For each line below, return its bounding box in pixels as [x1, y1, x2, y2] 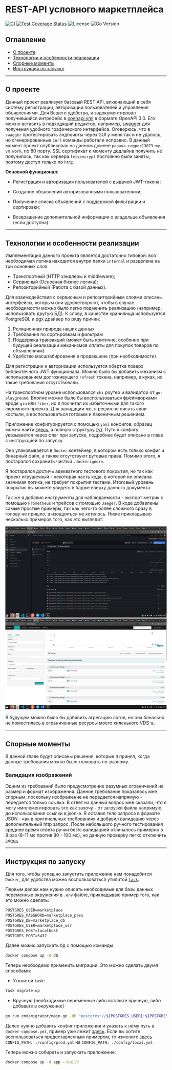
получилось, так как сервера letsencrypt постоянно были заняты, [5, 153, 150, 160]
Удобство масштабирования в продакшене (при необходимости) [12, 353, 156, 360]
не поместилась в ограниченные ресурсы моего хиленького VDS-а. [5, 720, 155, 726]
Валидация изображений [5, 771, 72, 779]
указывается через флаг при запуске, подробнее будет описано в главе [5, 432, 164, 438]
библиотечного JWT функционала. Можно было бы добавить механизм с [5, 368, 166, 375]
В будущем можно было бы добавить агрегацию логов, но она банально [5, 715, 165, 721]
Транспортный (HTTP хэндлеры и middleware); [12, 273, 116, 280]
